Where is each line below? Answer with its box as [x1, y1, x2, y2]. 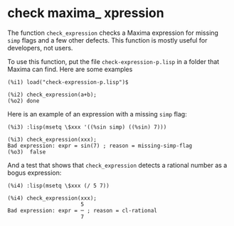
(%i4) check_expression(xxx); [7, 194, 97, 202]
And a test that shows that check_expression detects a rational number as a [7, 161, 228, 169]
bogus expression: [7, 168, 62, 177]
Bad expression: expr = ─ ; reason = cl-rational [7, 207, 158, 214]
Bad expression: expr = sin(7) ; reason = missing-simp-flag [7, 142, 193, 149]
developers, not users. [7, 43, 73, 52]
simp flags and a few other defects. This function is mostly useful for [7, 36, 208, 44]
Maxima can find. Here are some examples [7, 65, 133, 73]
